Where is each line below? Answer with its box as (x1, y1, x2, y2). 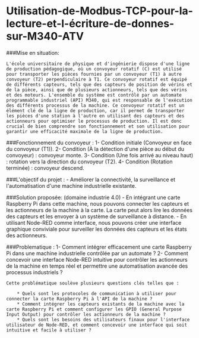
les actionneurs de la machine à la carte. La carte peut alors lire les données (6, 206, 193, 213)
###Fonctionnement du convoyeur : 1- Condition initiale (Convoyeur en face (6, 139, 192, 146)
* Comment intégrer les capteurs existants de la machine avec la (17, 301, 185, 307)
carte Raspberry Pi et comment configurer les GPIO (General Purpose (6, 306, 182, 312)
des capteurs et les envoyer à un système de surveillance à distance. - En (6, 213, 187, 220)
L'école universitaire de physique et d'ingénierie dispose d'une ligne (6, 61, 190, 67)
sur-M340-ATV (6, 30, 84, 43)
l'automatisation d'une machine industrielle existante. (6, 182, 137, 189)
